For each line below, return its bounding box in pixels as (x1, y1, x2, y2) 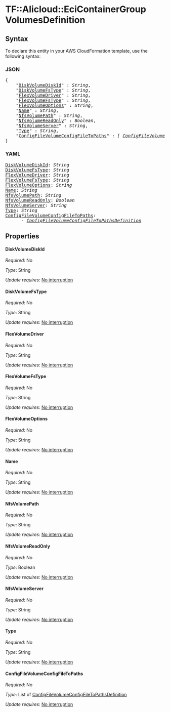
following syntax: (5, 53, 41, 59)
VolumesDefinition (5, 14, 86, 26)
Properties (5, 232, 39, 240)
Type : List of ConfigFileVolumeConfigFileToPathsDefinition (5, 692, 127, 698)
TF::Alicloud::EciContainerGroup (5, 4, 147, 15)
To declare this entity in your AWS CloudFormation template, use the (5, 48, 148, 54)
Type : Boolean (5, 564, 35, 570)
